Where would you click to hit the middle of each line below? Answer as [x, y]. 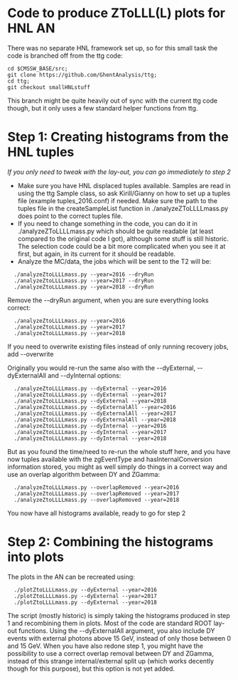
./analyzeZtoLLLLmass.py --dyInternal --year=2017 [90, 432]
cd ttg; [19, 81]
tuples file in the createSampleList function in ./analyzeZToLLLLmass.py [123, 208]
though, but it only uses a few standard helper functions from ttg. [103, 108]
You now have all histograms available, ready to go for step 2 [97, 513]
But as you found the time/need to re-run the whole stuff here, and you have [119, 451]
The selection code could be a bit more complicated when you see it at [121, 246]
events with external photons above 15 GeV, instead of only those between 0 [119, 638]
